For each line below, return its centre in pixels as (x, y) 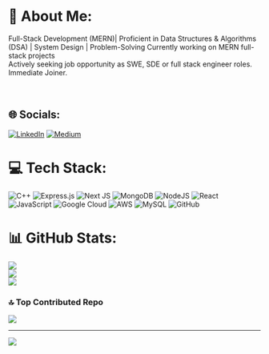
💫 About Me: (50, 16)
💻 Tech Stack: (58, 168)
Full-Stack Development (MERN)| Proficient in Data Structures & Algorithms (132, 38)
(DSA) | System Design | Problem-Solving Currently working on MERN (124, 46)
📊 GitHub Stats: (63, 237)
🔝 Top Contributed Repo (56, 302)
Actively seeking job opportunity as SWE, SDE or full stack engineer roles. (130, 64)
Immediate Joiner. (38, 72)
